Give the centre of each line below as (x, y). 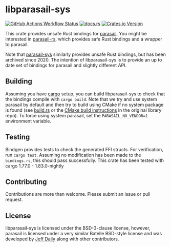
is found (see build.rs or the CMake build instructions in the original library (83, 110)
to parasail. (17, 44)
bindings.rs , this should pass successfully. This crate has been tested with (85, 160)
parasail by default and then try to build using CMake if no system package (84, 105)
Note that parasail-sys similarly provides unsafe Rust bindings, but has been (86, 54)
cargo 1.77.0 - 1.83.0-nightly (35, 166)
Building (19, 81)
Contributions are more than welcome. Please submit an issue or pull (78, 194)
